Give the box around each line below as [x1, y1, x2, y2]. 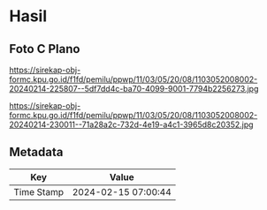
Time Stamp [13, 185, 65, 198]
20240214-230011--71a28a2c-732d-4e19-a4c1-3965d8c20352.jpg [9, 119, 254, 130]
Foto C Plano [9, 41, 80, 56]
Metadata [9, 145, 64, 160]
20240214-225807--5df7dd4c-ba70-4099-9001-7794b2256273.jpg [9, 84, 259, 94]
